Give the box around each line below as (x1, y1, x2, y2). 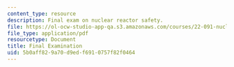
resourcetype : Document (7, 36, 77, 43)
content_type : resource (7, 10, 77, 17)
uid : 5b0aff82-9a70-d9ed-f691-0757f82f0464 (7, 50, 136, 57)
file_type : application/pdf (7, 29, 89, 37)
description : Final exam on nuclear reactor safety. (7, 17, 164, 24)
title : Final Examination (7, 43, 82, 50)
